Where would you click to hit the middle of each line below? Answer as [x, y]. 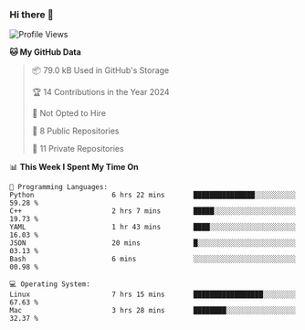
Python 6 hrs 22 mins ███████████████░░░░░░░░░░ [153, 196]
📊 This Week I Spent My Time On [74, 167]
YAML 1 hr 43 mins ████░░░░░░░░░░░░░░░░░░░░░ [153, 228]
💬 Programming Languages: [58, 187]
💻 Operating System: [50, 284]
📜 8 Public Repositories [75, 131]
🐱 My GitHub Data [46, 52]
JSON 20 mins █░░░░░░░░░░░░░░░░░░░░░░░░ [153, 243]
